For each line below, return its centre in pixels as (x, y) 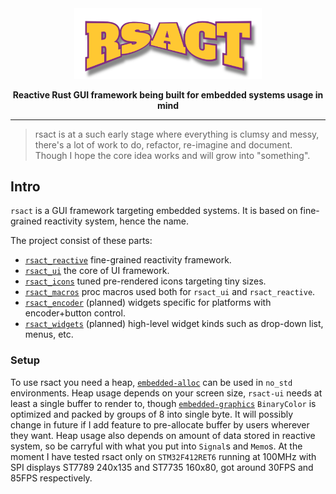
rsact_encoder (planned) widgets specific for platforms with (148, 303)
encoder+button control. (75, 313)
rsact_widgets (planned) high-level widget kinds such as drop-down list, (174, 324)
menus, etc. (49, 334)
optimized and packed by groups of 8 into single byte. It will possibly (152, 414)
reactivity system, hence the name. (116, 221)
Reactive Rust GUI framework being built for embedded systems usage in (168, 94)
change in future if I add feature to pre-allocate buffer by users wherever (160, 424)
